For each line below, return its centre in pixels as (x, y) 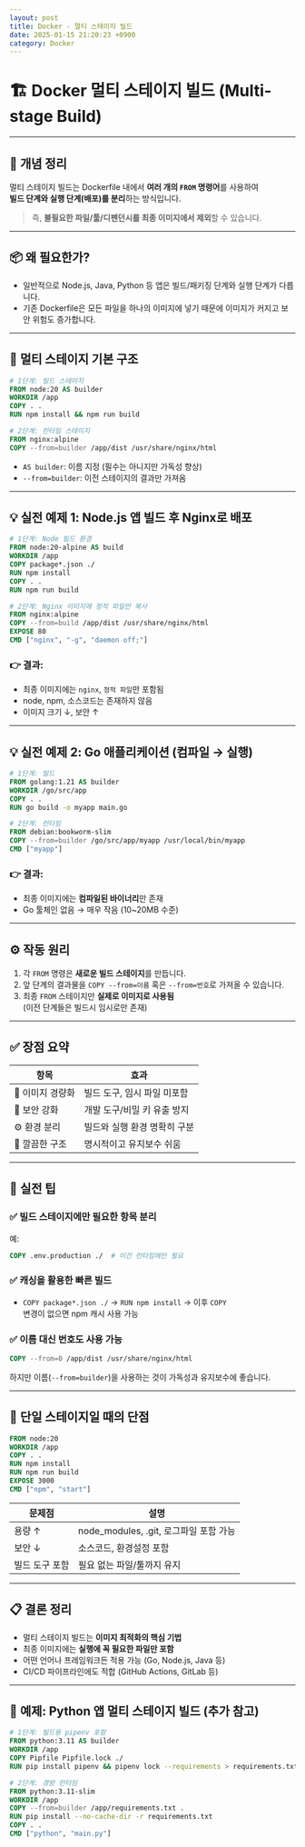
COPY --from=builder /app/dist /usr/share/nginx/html (113, 448)
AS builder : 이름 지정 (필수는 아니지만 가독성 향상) (112, 466)
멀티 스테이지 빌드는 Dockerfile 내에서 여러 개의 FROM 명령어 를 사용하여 (134, 187)
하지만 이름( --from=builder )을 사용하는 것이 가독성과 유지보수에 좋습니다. (140, 1377)
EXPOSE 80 (28, 632)
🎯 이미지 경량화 (44, 1093)
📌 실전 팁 (33, 1188)
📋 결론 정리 (41, 1610)
